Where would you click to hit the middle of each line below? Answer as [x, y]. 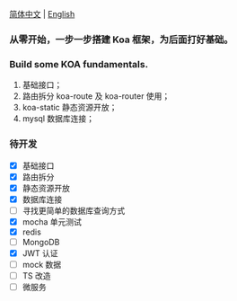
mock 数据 [42, 265]
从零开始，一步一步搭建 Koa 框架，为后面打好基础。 [121, 40]
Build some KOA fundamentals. [79, 64]
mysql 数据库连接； [58, 119]
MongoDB [41, 242]
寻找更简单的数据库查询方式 [74, 210]
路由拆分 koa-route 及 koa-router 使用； [96, 96]
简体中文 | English [42, 14]
